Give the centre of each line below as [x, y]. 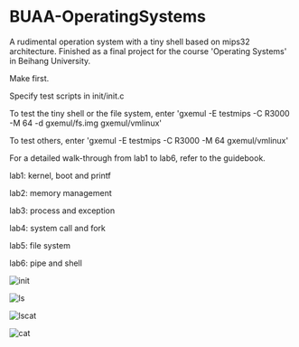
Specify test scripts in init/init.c [67, 96]
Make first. [29, 78]
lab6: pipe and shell [46, 263]
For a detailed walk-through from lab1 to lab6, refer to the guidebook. [138, 158]
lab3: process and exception [62, 211]
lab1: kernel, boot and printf [60, 175]
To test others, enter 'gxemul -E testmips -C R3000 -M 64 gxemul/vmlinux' [149, 140]
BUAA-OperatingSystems [107, 17]
